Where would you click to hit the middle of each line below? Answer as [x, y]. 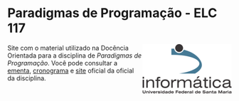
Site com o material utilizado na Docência [68, 48]
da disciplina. [27, 78]
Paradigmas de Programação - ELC [112, 13]
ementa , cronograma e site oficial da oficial [71, 70]
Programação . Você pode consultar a [63, 63]
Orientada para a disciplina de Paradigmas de [75, 55]
